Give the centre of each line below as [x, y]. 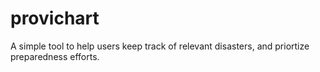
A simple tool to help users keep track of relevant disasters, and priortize [160, 46]
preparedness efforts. [55, 56]
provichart [55, 18]
